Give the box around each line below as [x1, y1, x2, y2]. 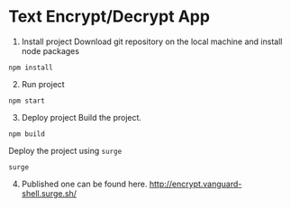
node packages [21, 45, 80, 56]
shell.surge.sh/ [21, 187, 77, 199]
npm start [8, 96, 46, 105]
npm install [8, 63, 53, 72]
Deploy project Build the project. [21, 112, 141, 122]
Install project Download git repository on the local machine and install [21, 36, 283, 47]
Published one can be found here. [21, 178, 148, 189]
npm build [8, 129, 46, 139]
